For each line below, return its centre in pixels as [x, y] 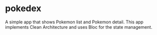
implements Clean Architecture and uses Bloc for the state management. [79, 27]
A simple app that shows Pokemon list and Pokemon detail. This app [74, 22]
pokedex [23, 9]
